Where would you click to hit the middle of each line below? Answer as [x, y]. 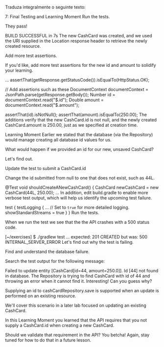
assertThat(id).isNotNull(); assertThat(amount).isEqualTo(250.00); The [76, 115]
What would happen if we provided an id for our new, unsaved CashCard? [80, 149]
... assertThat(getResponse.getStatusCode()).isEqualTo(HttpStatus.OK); [77, 80]
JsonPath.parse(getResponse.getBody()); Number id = [60, 95]
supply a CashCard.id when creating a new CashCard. [60, 325]
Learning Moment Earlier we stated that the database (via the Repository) [79, 134]
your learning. [19, 70]
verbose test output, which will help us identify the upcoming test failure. [79, 198]
